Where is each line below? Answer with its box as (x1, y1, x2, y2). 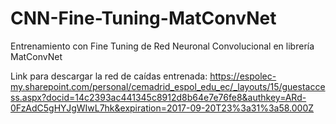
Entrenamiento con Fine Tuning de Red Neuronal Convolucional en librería (10, 40, 315, 52)
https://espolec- (209, 70, 277, 82)
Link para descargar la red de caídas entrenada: (10, 70, 208, 82)
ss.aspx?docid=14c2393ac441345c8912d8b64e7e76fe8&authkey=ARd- (10, 91, 307, 103)
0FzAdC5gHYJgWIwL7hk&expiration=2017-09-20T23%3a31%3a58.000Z (10, 102, 315, 114)
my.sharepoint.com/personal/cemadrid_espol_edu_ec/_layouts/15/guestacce (10, 80, 326, 92)
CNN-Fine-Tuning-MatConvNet (10, 7, 277, 30)
